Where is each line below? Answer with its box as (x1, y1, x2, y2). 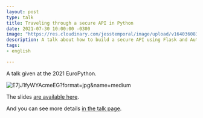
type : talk (6, 14, 34, 20)
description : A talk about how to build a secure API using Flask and (6, 37, 188, 43)
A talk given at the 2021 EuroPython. (6, 70, 97, 77)
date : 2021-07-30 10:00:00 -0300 (6, 25, 91, 32)
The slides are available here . (6, 93, 80, 100)
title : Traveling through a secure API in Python (6, 20, 134, 26)
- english (6, 48, 31, 54)
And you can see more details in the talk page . (6, 105, 122, 112)
